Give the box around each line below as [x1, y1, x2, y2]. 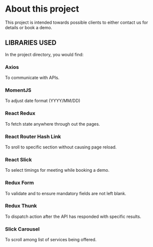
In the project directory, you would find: [5, 51, 84, 57]
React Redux [5, 110, 35, 117]
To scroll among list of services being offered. [5, 237, 97, 243]
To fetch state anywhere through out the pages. [5, 121, 100, 127]
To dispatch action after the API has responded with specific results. [5, 214, 141, 219]
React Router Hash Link [5, 133, 61, 140]
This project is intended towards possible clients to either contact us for [5, 19, 148, 25]
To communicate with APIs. [5, 75, 60, 81]
